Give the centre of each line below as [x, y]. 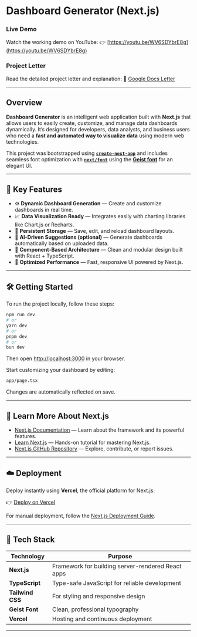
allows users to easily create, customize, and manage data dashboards [92, 123]
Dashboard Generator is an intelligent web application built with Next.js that [98, 117]
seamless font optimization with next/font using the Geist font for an [89, 159]
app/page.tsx [22, 381]
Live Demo [21, 29]
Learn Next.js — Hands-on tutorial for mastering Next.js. [83, 443]
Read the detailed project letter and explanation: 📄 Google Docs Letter [91, 79]
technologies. [23, 141]
